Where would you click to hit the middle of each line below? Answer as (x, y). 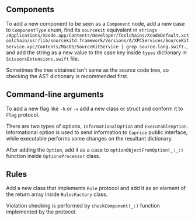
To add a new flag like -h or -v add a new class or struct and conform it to (95, 108)
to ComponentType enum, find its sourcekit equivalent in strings (82, 30)
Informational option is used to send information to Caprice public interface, (97, 132)
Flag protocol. (23, 115)
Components (30, 10)
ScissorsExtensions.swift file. (43, 58)
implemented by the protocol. (41, 212)
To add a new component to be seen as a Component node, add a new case (95, 23)
